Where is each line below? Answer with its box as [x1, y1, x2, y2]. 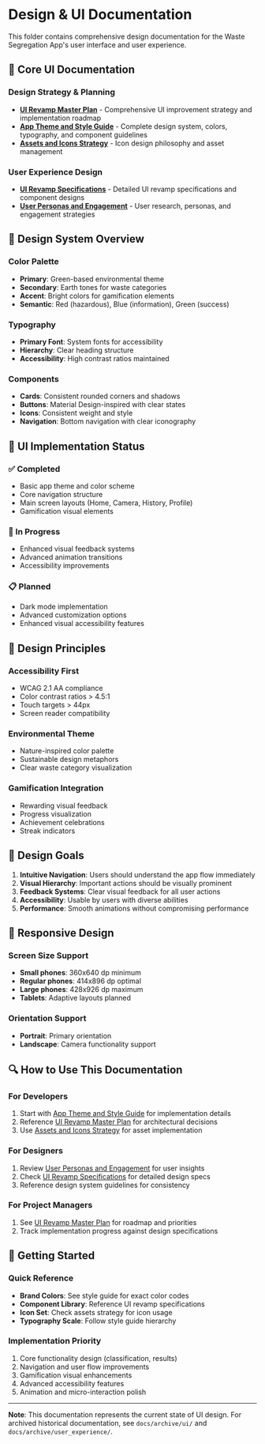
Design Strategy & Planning [8, 87, 116, 98]
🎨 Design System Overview [8, 232, 144, 246]
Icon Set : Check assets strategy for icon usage [19, 1307, 173, 1317]
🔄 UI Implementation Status [8, 439, 145, 453]
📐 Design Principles [8, 642, 106, 655]
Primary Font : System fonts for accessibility [19, 337, 163, 346]
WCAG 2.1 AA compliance [19, 684, 103, 693]
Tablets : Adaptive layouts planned [19, 993, 132, 1003]
